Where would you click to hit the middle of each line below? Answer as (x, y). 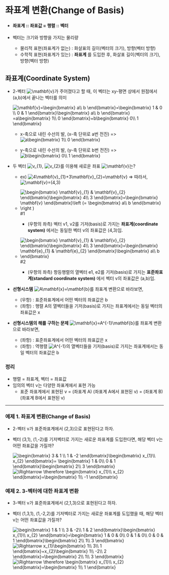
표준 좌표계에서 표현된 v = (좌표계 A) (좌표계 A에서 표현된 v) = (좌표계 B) (92, 391)
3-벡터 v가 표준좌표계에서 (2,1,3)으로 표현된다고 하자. (65, 503)
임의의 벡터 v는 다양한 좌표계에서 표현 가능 (54, 385)
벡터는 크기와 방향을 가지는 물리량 (46, 38)
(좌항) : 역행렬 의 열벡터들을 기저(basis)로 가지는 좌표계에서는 (89, 346)
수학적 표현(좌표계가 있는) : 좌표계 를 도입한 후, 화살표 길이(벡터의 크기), (90, 55)
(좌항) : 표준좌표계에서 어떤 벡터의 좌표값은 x (64, 340)
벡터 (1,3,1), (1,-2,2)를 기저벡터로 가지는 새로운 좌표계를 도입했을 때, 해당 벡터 (88, 514)
